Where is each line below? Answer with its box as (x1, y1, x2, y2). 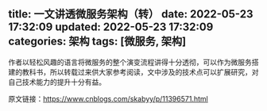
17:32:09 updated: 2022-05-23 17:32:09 (8, 21, 214, 34)
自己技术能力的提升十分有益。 (8, 77, 106, 86)
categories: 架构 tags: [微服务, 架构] (8, 35, 187, 48)
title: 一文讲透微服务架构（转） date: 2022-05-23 (8, 7, 253, 21)
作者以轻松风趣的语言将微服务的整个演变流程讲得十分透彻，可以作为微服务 (8, 57, 252, 67)
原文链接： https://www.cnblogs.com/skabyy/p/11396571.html (8, 94, 208, 103)
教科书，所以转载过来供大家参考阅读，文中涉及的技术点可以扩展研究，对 (21, 67, 259, 77)
